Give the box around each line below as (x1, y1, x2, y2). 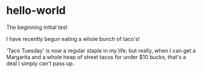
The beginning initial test (6, 24, 68, 31)
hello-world (6, 4, 66, 17)
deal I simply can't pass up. (6, 60, 74, 67)
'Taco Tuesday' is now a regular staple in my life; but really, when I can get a (6, 46, 196, 54)
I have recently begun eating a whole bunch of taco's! (6, 35, 140, 42)
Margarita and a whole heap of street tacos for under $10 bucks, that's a (6, 53, 186, 60)
